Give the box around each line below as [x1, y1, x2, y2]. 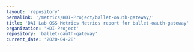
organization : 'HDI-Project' [6, 25, 79, 32]
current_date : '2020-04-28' [6, 36, 77, 42]
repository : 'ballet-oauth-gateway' [6, 31, 98, 37]
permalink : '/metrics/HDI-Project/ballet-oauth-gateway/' [6, 14, 154, 20]
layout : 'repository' [6, 8, 61, 15]
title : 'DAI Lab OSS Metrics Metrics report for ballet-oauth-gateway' [6, 20, 189, 26]
